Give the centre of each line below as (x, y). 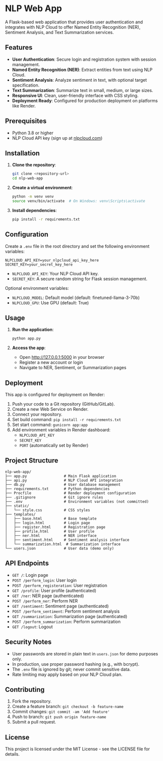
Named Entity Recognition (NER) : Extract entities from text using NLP (82, 70)
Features (19, 47)
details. (12, 754)
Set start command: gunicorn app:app (50, 425)
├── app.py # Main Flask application (61, 476)
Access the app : (29, 348)
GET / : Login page (30, 575)
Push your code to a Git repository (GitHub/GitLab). (63, 404)
